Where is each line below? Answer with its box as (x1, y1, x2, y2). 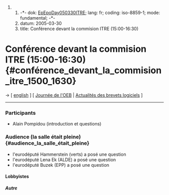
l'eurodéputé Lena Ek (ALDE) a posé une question (12, 156, 116, 163)
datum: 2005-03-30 (20, 20, 62, 26)
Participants (5, 109, 36, 116)
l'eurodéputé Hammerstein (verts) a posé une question (12, 151, 127, 157)
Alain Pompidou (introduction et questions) (12, 121, 102, 127)
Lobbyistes (5, 173, 29, 179)
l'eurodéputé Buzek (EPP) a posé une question (12, 162, 110, 168)
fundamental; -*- (20, 15, 55, 21)
